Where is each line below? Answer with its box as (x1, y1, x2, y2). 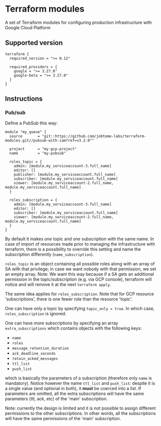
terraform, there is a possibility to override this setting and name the (5, 247, 141, 252)
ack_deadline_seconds (12, 351, 56, 356)
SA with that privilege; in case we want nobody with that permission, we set (5, 266, 157, 272)
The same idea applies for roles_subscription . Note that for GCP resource (5, 291, 154, 297)
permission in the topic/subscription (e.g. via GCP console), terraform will (5, 276, 152, 283)
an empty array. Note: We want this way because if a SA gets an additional (5, 271, 154, 277)
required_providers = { (9, 64, 57, 69)
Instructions (5, 95, 43, 103)
